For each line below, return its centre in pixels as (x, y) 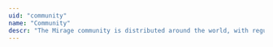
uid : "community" (38, 16)
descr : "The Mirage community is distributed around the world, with (129, 30)
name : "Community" (39, 23)
